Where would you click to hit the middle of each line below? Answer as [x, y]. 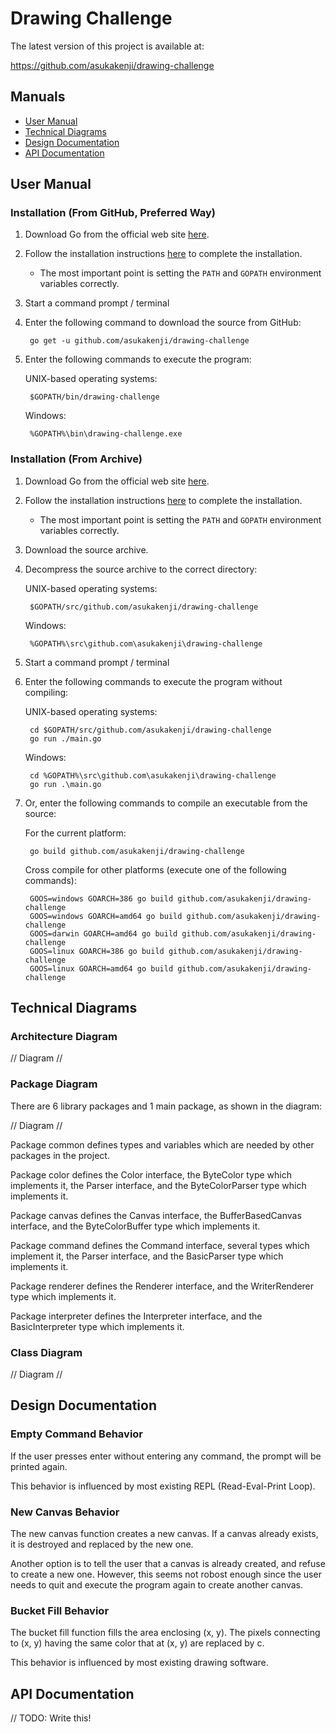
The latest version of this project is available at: [107, 46]
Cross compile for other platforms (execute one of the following [155, 869]
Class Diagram [46, 1352]
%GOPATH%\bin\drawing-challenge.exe [106, 434]
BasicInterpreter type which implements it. [97, 1326]
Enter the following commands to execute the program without [153, 681]
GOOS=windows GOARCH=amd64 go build [106, 916]
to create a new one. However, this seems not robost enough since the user [166, 1574]
